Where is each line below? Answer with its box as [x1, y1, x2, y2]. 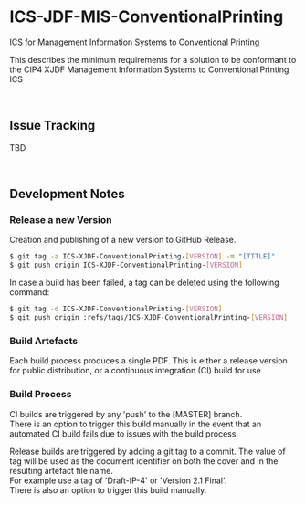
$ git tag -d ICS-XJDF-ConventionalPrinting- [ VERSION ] [9, 304, 223, 314]
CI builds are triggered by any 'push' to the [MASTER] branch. [9, 408, 243, 419]
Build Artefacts [9, 334, 79, 347]
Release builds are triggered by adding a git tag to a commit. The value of [9, 446, 286, 457]
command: [9, 287, 50, 298]
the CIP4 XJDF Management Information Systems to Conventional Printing [9, 64, 289, 75]
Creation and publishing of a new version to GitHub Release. [9, 235, 237, 246]
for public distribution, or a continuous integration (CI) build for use [9, 365, 262, 376]
